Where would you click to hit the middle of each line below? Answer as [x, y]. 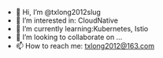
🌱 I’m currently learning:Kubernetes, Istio [82, 29]
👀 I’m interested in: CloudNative [67, 20]
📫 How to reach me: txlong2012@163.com [85, 46]
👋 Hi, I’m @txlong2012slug [58, 12]
